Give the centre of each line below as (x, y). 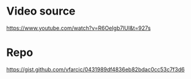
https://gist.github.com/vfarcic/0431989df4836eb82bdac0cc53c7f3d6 (95, 69)
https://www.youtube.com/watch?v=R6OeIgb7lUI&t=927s (79, 28)
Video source (41, 11)
